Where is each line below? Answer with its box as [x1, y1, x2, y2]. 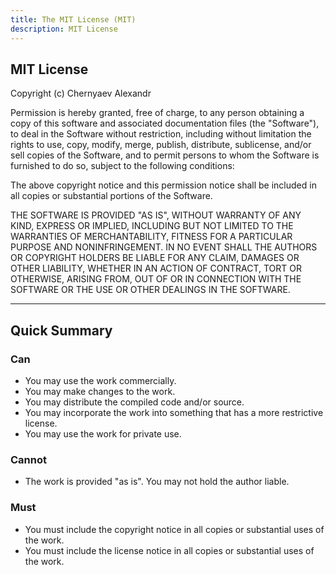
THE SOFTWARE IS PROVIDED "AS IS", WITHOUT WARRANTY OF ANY [10, 209, 302, 221]
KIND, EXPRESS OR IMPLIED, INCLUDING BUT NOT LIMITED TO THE [10, 220, 294, 232]
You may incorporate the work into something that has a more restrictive [24, 407, 324, 418]
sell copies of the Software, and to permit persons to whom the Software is [10, 149, 320, 161]
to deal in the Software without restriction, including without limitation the [10, 128, 312, 140]
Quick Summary [10, 322, 113, 339]
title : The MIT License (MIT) [10, 14, 137, 25]
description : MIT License [10, 24, 118, 34]
